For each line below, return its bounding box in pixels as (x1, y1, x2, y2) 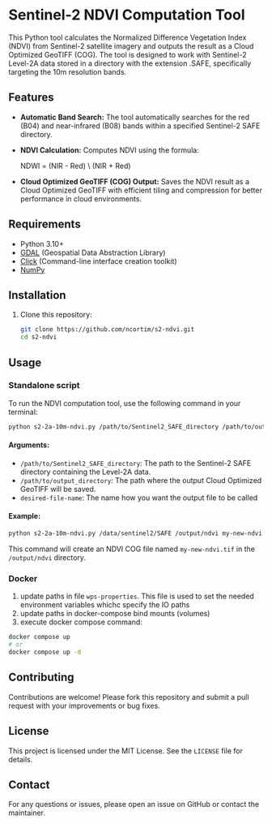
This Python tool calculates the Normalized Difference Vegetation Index (8, 32, 247, 42)
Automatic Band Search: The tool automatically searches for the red (19, 112, 250, 122)
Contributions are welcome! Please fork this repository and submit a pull (8, 692, 249, 701)
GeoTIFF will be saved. (19, 484, 96, 494)
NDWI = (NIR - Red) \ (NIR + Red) (19, 161, 131, 170)
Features (8, 91, 54, 105)
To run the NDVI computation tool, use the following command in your (8, 398, 241, 408)
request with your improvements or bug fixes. (8, 701, 160, 710)
